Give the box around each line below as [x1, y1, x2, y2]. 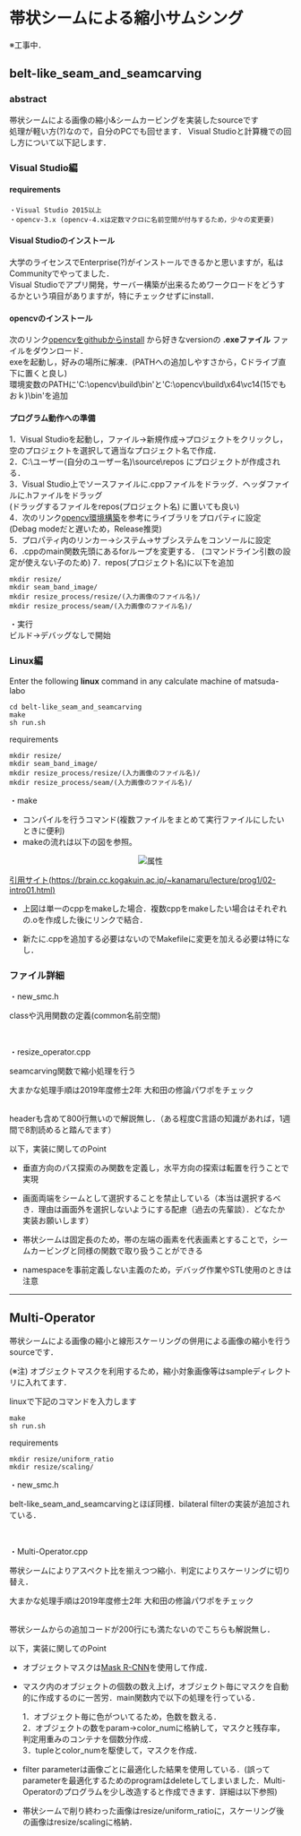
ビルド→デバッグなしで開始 [9, 630, 111, 641]
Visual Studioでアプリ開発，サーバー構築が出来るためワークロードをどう [9, 279, 278, 289]
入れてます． [24, 1376, 72, 1387]
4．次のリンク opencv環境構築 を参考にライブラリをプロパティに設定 [9, 513, 262, 523]
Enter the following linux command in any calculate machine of [9, 676, 242, 686]
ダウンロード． [32, 346, 88, 357]
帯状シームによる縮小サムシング [9, 8, 244, 29]
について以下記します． [24, 136, 112, 148]
